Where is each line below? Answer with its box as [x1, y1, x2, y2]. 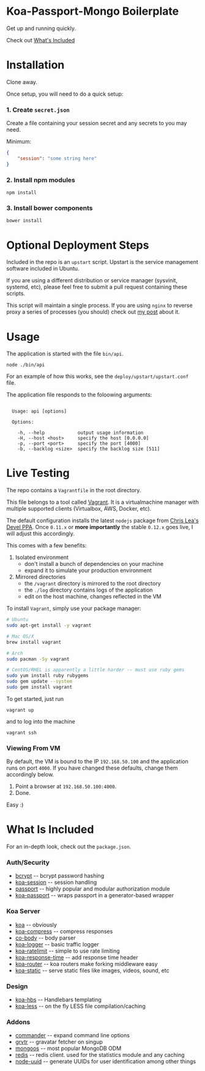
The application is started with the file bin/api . [6, 350, 124, 357]
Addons [6, 1018, 31, 1026]
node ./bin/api [6, 362, 45, 368]
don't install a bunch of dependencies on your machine [24, 560, 164, 568]
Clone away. [6, 78, 38, 85]
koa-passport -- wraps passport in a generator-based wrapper [15, 892, 174, 899]
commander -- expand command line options [15, 1032, 130, 1039]
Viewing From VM [6, 744, 61, 752]
